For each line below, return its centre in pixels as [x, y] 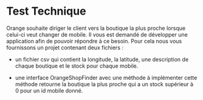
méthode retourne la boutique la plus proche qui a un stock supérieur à [104, 84]
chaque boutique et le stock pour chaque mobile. [77, 66]
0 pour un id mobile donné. [49, 90]
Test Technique [46, 11]
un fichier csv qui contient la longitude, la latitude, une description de [102, 59]
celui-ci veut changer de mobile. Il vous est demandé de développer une [97, 34]
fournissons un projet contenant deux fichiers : [65, 48]
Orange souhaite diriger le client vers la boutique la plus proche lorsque [96, 28]
